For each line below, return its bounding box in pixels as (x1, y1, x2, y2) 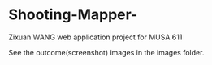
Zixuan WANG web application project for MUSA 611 (8, 32, 183, 42)
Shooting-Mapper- (8, 6, 138, 24)
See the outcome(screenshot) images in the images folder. (8, 47, 205, 57)
